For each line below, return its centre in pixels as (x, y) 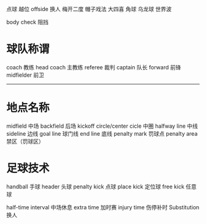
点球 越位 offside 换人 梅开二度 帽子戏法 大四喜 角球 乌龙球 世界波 (89, 9)
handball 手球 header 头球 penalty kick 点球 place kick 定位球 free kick (96, 187)
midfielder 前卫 (25, 75)
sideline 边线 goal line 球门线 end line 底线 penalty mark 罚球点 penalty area (102, 133)
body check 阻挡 (28, 22)
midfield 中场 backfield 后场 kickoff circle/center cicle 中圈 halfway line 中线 (102, 126)
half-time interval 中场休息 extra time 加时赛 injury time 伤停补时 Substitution (103, 207)
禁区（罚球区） (25, 141)
